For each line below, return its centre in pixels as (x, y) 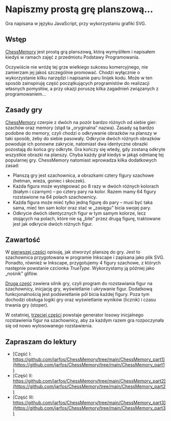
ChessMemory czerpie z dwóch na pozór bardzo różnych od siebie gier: (81, 122)
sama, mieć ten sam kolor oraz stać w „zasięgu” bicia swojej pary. (82, 207)
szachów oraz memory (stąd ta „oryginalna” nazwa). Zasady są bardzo (80, 128)
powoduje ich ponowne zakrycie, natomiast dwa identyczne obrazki (77, 144)
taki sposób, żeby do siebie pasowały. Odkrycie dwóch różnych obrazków (83, 138)
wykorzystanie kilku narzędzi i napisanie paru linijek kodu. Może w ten (79, 78)
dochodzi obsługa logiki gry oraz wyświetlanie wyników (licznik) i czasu (81, 300)
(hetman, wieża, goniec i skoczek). (49, 181)
